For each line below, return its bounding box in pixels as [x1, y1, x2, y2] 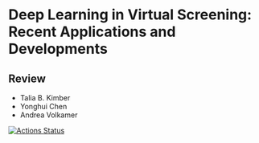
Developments [8, 40, 109, 58]
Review [8, 71, 47, 85]
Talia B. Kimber [19, 93, 71, 102]
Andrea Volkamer [19, 110, 78, 120]
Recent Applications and [8, 22, 176, 41]
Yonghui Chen [19, 102, 68, 111]
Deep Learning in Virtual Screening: [8, 6, 252, 24]
